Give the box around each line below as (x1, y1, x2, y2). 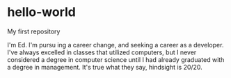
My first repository (7, 27, 61, 36)
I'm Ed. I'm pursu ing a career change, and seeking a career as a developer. (7, 40, 224, 49)
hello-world (7, 4, 77, 20)
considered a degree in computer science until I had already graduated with (7, 55, 225, 63)
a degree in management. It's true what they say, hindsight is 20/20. (7, 63, 203, 71)
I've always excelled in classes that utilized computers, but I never (7, 48, 197, 56)
